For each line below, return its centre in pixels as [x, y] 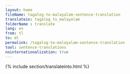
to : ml [12, 38]
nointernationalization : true [37, 52]
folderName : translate [30, 24]
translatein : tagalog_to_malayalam [43, 19]
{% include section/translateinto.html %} [47, 66]
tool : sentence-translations [36, 47]
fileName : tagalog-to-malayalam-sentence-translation [63, 15]
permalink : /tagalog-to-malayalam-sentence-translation [65, 43]
